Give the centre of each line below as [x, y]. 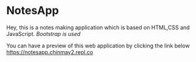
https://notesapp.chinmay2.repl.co [50, 52]
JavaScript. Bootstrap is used [43, 33]
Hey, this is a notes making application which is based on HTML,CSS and [98, 27]
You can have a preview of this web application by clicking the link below [98, 46]
